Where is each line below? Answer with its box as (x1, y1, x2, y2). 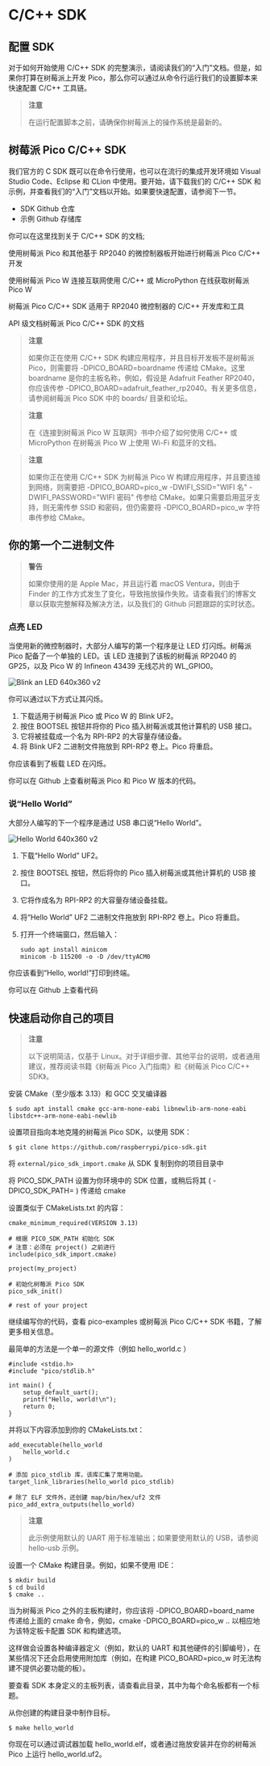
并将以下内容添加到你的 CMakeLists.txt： (8, 1425, 145, 1434)
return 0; (23, 1403, 56, 1411)
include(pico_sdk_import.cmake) (8, 1251, 117, 1259)
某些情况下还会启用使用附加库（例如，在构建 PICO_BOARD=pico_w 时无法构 (8, 1654, 262, 1663)
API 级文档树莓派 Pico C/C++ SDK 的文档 (8, 318, 145, 328)
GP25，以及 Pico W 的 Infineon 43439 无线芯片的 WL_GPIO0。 (8, 661, 218, 670)
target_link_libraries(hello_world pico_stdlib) (8, 1478, 175, 1486)
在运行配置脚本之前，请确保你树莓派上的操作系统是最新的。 (27, 117, 226, 127)
